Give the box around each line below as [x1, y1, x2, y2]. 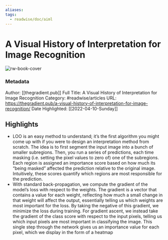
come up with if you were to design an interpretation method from [12, 139, 149, 145]
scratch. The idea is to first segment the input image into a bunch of [12, 144, 153, 150]
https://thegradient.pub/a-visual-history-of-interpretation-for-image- [5, 100, 148, 106]
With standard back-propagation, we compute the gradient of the [12, 181, 148, 187]
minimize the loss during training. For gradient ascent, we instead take [12, 208, 158, 214]
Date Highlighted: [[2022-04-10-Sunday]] [31, 105, 118, 111]
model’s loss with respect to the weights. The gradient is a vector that [12, 187, 157, 193]
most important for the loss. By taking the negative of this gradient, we [12, 203, 159, 209]
